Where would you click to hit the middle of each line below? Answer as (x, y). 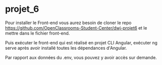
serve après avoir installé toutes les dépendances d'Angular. (66, 48)
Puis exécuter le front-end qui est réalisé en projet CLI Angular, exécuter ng (81, 42)
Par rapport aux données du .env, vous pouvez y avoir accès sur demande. (81, 57)
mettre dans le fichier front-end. (38, 33)
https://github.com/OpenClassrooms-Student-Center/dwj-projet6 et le (76, 28)
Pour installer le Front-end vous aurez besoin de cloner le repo (68, 23)
